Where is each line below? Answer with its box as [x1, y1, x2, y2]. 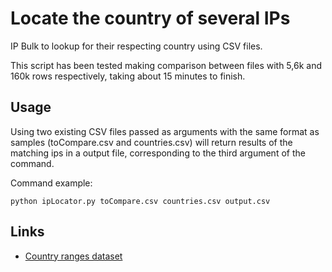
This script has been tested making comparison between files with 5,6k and [10, 59, 322, 71]
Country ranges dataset [24, 250, 123, 262]
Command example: [10, 177, 93, 189]
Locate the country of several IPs [10, 7, 291, 30]
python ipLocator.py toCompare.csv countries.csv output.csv [10, 196, 271, 206]
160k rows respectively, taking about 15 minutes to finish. [10, 70, 246, 82]
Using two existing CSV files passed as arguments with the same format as [10, 125, 320, 137]
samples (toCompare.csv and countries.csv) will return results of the [10, 136, 293, 148]
